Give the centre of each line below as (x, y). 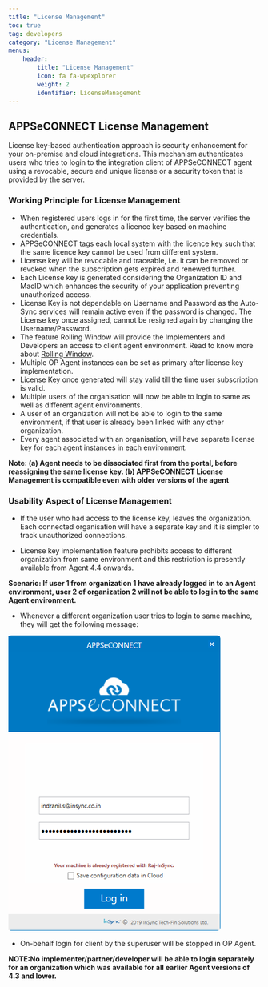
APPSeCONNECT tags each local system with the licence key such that (138, 243)
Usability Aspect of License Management (90, 500)
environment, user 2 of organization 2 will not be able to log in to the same (134, 592)
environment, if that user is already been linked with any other (122, 422)
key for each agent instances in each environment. (103, 447)
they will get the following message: (79, 624)
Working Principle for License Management (94, 200)
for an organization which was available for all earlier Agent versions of (129, 967)
